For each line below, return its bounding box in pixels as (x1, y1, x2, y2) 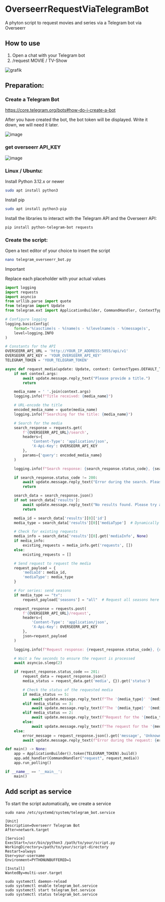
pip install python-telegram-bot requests (5, 225, 93, 230)
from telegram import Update (5, 304, 65, 309)
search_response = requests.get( (14, 425, 82, 430)
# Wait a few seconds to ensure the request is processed (14, 656, 135, 661)
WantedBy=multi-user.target (5, 870, 63, 875)
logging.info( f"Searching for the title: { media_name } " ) (14, 412, 133, 417)
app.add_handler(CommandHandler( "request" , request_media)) (14, 756, 139, 761)
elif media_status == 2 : (23, 710, 74, 715)
